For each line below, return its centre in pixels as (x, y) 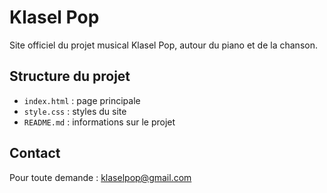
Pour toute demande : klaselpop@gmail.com (100, 177)
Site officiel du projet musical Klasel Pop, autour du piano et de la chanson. (163, 45)
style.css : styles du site (75, 111)
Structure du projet (70, 76)
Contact (35, 153)
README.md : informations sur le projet (99, 122)
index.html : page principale (82, 100)
